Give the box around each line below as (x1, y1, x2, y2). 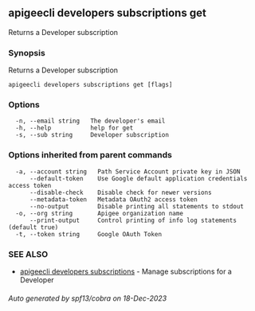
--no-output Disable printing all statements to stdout (29, 202, 245, 210)
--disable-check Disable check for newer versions (29, 189, 213, 196)
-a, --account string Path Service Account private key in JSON (15, 167, 241, 176)
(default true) (8, 223, 59, 231)
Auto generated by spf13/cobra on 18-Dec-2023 (8, 294, 167, 303)
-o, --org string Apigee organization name (15, 209, 183, 217)
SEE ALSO (8, 248, 49, 259)
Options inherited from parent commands (8, 150, 173, 161)
